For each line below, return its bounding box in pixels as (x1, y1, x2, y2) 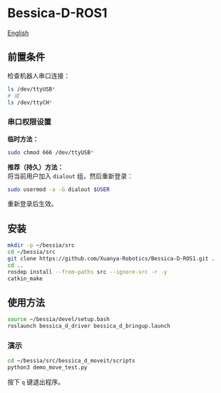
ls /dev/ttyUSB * (7, 86, 56, 93)
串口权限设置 (7, 117, 52, 127)
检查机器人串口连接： (7, 71, 70, 80)
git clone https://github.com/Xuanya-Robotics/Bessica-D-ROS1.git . (7, 255, 215, 262)
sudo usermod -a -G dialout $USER (7, 185, 110, 193)
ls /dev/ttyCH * (7, 98, 53, 106)
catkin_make (7, 275, 43, 282)
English (7, 29, 29, 37)
